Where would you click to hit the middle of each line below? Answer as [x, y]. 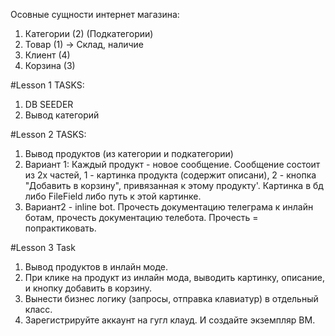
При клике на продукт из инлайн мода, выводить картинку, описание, [174, 277]
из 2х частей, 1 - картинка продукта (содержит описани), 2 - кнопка [170, 175]
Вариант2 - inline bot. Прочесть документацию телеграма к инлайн [169, 207]
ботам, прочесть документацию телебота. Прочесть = [141, 217]
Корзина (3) [50, 65]
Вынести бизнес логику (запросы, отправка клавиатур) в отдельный [171, 298]
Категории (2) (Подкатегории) [89, 33]
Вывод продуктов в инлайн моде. [96, 267]
